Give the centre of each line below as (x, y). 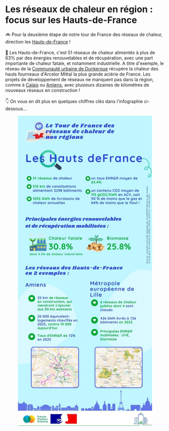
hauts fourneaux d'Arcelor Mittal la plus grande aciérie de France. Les (78, 74)
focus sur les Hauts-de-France (71, 20)
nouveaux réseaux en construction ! (43, 90)
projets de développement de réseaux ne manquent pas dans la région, (80, 79)
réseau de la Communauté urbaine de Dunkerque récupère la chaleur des (82, 68)
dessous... (16, 109)
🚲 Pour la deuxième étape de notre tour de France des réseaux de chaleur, (84, 34)
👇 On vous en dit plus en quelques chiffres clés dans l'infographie (74, 101)
